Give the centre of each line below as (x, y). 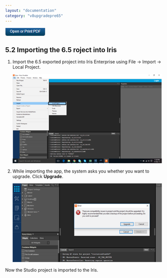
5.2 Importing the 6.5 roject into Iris (61, 50)
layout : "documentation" (31, 10)
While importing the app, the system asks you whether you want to (81, 171)
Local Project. (26, 67)
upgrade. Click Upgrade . (38, 177)
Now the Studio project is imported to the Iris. (52, 270)
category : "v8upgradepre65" (34, 16)
